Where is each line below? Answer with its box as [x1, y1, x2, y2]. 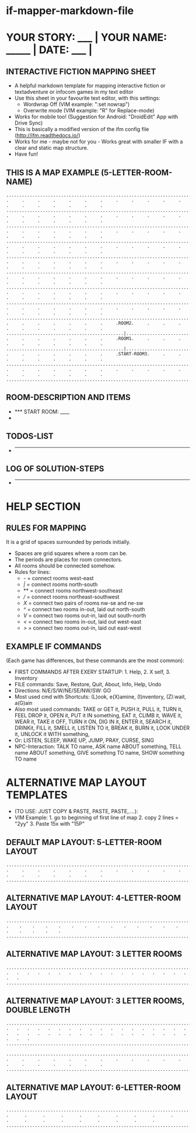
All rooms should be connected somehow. [14, 562, 116, 569]
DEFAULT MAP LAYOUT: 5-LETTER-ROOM [6, 837, 162, 847]
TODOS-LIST [6, 432, 54, 441]
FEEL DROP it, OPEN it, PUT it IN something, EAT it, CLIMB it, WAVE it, [14, 712, 183, 719]
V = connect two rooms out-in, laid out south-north [23, 612, 146, 619]
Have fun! [14, 150, 38, 158]
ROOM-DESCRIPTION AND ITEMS [6, 392, 131, 402]
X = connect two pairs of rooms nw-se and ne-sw [23, 600, 143, 607]
